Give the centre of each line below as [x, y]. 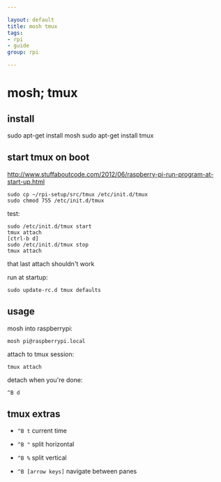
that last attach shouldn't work [51, 263]
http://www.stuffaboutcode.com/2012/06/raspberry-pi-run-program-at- [110, 174]
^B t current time [42, 431]
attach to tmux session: [41, 354]
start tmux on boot [48, 158]
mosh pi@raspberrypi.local [46, 341]
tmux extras [34, 414]
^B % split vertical [42, 458]
